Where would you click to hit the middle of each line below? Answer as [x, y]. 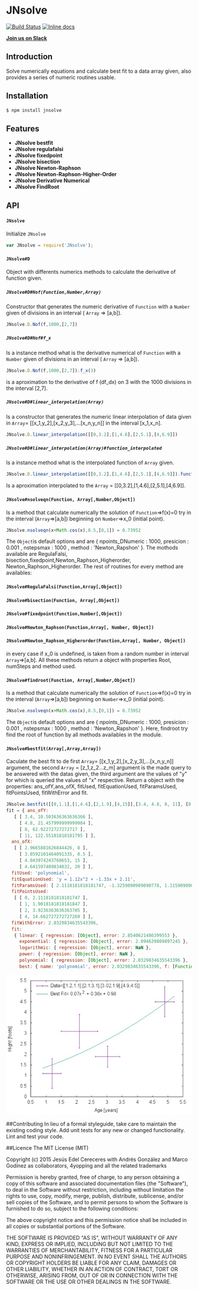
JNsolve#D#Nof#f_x [29, 338]
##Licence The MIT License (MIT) [47, 1147]
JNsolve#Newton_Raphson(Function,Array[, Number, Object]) [80, 628]
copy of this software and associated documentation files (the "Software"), [97, 1183]
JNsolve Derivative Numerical [52, 180]
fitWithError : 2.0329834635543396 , [55, 923]
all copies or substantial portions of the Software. [66, 1226]
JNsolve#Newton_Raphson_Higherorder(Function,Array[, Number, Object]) [96, 641]
